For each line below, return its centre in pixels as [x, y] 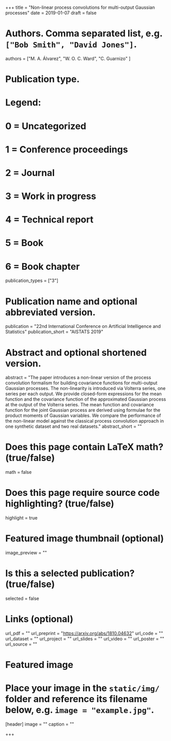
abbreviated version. [50, 312]
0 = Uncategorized [46, 126]
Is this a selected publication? [70, 573]
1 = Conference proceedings [67, 149]
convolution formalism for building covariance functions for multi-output [81, 383]
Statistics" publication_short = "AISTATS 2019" [54, 332]
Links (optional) [39, 619]
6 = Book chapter [43, 266]
